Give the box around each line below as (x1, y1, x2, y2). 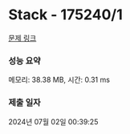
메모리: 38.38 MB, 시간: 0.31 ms (8, 75, 111, 85)
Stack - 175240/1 (8, 6, 123, 24)
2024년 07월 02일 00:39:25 (8, 116, 99, 126)
